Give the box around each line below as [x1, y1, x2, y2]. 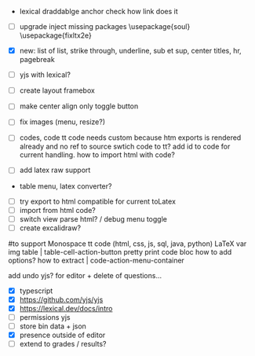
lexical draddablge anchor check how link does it [19, 7, 178, 16]
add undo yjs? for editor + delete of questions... [8, 270, 162, 280]
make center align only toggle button [19, 101, 139, 111]
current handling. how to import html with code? [19, 150, 175, 160]
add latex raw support [19, 165, 91, 175]
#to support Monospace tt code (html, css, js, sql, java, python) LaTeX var [8, 239, 247, 248]
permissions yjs [19, 312, 71, 321]
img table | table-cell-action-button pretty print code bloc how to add [8, 247, 232, 256]
